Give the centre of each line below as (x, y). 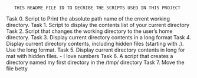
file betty (17, 69)
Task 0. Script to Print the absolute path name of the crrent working (88, 19)
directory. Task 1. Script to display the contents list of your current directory (98, 25)
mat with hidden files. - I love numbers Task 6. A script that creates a (90, 56)
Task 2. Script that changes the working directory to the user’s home (89, 31)
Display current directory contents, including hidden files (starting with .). (95, 44)
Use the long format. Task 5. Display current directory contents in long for (96, 50)
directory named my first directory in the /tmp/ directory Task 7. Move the (95, 62)
